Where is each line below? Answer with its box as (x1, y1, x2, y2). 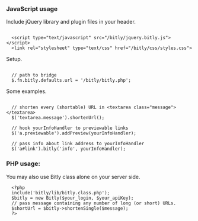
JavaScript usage (6, 5, 58, 13)
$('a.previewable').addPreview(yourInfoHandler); (11, 130, 136, 136)
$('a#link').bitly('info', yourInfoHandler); (11, 146, 126, 152)
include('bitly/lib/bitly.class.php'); (11, 190, 110, 196)
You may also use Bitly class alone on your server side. (6, 173, 140, 180)
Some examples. (6, 88, 47, 95)
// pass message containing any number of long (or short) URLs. (11, 200, 177, 206)
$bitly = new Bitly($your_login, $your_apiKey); (11, 195, 134, 201)
